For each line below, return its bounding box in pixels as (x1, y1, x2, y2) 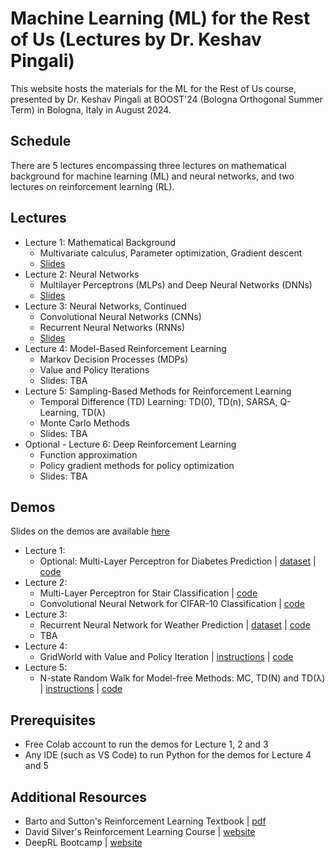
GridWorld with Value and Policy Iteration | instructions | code (39, 651, 294, 663)
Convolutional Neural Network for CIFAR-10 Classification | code (39, 598, 305, 610)
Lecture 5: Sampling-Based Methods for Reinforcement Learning (24, 385, 292, 397)
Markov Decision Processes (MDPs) (39, 353, 189, 365)
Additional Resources (10, 788, 147, 806)
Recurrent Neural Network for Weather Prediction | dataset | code (39, 619, 311, 631)
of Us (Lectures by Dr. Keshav (10, 28, 262, 51)
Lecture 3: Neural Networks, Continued (24, 300, 187, 312)
